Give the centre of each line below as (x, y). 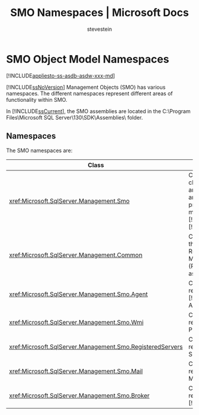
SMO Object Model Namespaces (88, 59)
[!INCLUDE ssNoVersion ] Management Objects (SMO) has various (86, 87)
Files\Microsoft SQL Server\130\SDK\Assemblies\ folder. (75, 117)
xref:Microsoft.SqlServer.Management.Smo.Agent (78, 294)
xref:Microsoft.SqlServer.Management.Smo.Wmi (76, 322)
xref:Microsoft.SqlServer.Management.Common (76, 255)
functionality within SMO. (37, 99)
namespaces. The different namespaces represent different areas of (89, 93)
